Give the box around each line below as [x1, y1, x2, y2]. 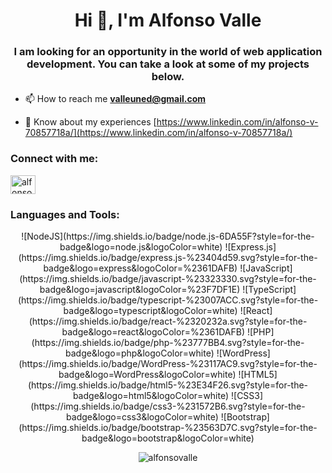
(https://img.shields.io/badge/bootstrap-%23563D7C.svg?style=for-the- [18, 422, 318, 434]
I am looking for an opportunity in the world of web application [13, 45, 323, 59]
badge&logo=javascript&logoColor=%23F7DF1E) [39, 284, 241, 296]
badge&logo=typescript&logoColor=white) [63, 305, 238, 317]
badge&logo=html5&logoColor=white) [72, 390, 230, 402]
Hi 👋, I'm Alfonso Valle [74, 9, 262, 32]
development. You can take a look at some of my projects [26, 57, 310, 71]
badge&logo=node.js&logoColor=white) [59, 241, 223, 253]
